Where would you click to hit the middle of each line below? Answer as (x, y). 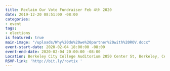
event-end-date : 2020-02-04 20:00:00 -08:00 (53, 51)
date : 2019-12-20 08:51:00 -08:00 (42, 14)
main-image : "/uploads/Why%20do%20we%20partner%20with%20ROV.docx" (78, 42)
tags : (11, 28)
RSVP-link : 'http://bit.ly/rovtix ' (44, 61)
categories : (18, 19)
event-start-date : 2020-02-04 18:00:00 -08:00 (55, 47)
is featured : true (25, 38)
